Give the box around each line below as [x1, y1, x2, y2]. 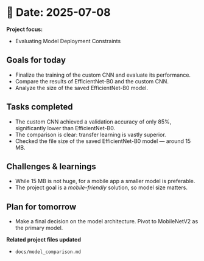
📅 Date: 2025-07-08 [6, 5, 111, 19]
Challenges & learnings [6, 161, 96, 172]
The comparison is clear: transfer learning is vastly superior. [15, 131, 166, 138]
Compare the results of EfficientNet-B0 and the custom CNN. [15, 77, 169, 85]
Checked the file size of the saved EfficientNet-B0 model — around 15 [15, 137, 191, 145]
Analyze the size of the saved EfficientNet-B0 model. [15, 84, 148, 91]
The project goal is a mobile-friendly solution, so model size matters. [15, 184, 188, 191]
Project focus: [6, 26, 43, 33]
